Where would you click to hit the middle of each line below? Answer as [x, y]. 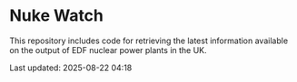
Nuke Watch [57, 16]
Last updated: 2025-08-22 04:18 [71, 68]
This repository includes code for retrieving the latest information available [149, 41]
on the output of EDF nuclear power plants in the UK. [108, 50]
